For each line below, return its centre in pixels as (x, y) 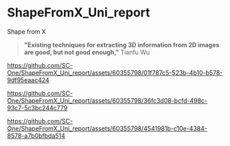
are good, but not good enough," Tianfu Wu (87, 52)
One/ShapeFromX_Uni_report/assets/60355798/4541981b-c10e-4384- (107, 128)
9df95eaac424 (28, 80)
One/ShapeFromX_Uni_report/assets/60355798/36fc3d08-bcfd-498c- (107, 100)
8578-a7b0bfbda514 (36, 136)
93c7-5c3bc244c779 (37, 108)
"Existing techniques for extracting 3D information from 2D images (122, 45)
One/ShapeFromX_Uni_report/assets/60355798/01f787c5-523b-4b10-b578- (115, 73)
